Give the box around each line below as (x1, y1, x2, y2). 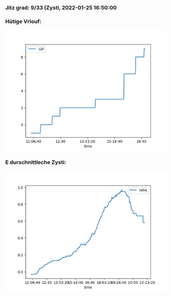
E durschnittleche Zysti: (5, 159, 67, 166)
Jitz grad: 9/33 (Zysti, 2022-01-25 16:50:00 (5, 4, 117, 11)
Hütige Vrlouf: (5, 17, 42, 25)
